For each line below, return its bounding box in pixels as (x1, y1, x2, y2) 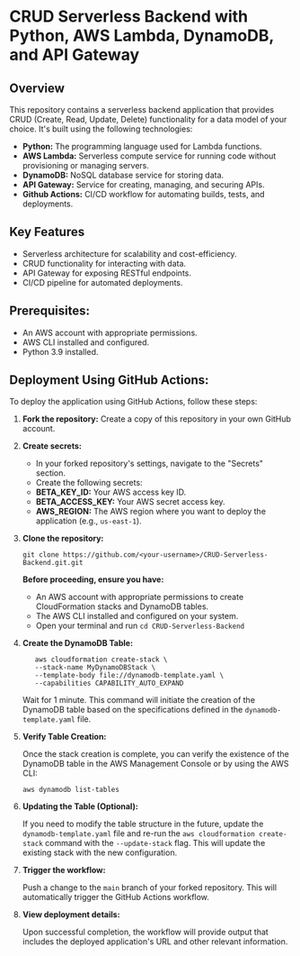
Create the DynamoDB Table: (22, 638, 133, 649)
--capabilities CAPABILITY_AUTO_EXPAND (34, 678, 184, 688)
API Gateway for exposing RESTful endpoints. (22, 268, 191, 278)
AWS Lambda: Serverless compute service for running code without (22, 150, 277, 161)
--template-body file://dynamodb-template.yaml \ (34, 671, 225, 680)
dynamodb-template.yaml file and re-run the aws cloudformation (22, 828, 256, 839)
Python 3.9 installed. (22, 346, 99, 357)
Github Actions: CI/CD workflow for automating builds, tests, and (22, 189, 265, 199)
